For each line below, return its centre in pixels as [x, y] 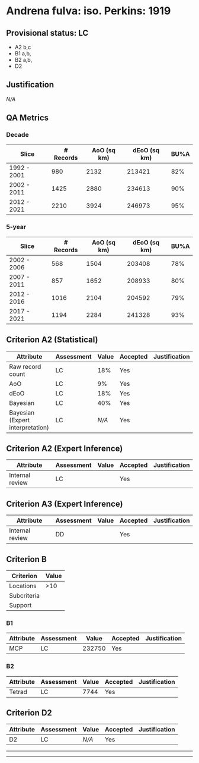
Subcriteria [25, 596]
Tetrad [18, 692]
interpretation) [29, 428]
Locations [23, 586]
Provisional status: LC [47, 33]
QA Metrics [28, 118]
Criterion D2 [29, 713]
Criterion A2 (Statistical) [52, 340]
